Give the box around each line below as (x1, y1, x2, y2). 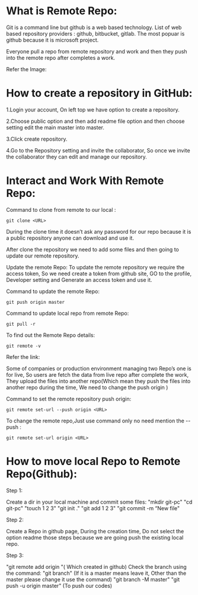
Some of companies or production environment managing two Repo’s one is (6, 365, 191, 372)
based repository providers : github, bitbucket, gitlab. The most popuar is (6, 30, 185, 37)
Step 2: (6, 516, 24, 523)
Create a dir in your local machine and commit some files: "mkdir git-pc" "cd (6, 498, 193, 505)
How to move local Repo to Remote (6, 455, 181, 468)
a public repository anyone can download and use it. (6, 234, 135, 241)
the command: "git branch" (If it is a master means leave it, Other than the (6, 569, 187, 577)
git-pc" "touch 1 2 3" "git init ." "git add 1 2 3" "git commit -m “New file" (6, 504, 180, 511)
